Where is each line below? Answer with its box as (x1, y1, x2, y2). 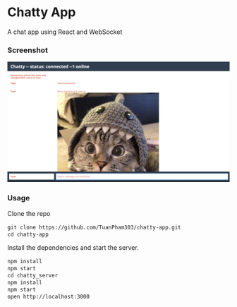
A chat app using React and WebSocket (7, 28, 123, 36)
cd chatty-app (7, 231, 49, 238)
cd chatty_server (7, 272, 59, 279)
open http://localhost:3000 (7, 293, 90, 300)
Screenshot (7, 45, 48, 55)
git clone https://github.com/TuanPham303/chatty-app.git (7, 224, 181, 231)
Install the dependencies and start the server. (7, 243, 139, 251)
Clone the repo (7, 209, 51, 217)
